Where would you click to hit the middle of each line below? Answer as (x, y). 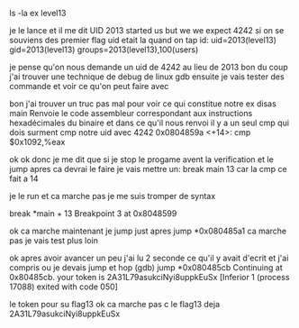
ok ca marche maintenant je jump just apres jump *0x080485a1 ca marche (148, 231)
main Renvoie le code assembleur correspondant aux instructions (131, 113)
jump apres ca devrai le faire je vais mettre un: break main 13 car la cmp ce (148, 169)
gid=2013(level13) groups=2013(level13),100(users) (104, 50)
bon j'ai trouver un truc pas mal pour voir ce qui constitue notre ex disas (143, 104)
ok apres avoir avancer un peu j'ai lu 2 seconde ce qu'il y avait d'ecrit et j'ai (149, 258)
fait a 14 (24, 178)
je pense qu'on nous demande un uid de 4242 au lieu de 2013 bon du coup (149, 67)
